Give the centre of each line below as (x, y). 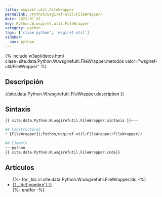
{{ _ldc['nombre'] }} (32, 185)
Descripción (24, 82)
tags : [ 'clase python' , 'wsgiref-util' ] (47, 33)
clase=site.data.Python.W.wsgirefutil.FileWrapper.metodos (65, 61)
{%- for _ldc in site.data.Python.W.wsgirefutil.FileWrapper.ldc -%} (79, 179)
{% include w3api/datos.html (35, 56)
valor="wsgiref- (141, 61)
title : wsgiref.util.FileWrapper (40, 10)
